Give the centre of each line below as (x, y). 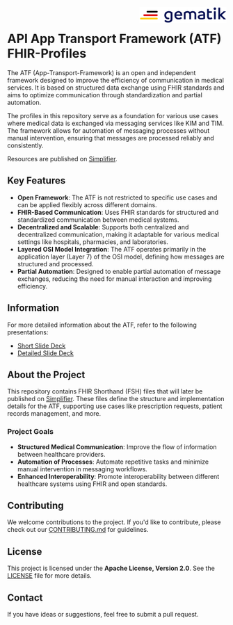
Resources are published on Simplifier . (62, 159)
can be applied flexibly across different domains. (87, 204)
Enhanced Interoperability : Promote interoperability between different (118, 476)
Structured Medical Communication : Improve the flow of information (117, 447)
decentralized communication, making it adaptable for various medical (118, 234)
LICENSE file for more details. (49, 576)
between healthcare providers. (61, 454)
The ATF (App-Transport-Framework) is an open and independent (102, 72)
